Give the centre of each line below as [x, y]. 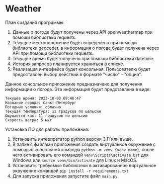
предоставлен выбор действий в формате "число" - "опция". [77, 74]
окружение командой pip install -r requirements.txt [71, 171]
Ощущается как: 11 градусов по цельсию [46, 116]
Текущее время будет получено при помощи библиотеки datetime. [83, 58]
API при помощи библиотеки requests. [53, 53]
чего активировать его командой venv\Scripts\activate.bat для [81, 155]
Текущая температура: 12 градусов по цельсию [53, 111]
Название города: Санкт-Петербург [41, 102]
